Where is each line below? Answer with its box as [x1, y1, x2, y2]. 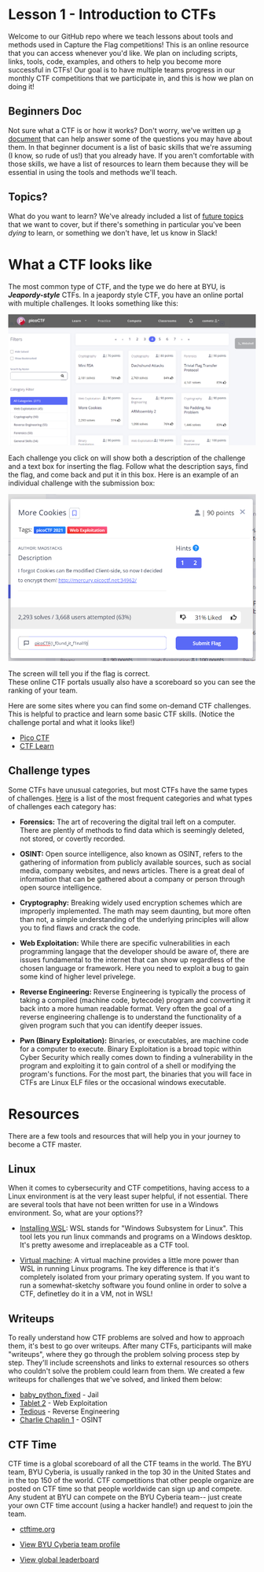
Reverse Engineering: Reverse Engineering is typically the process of [19, 987, 246, 996]
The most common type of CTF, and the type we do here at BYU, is [8, 281, 225, 291]
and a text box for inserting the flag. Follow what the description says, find [8, 461, 249, 470]
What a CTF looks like [8, 255, 152, 273]
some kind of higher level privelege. [19, 972, 136, 981]
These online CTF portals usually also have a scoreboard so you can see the [8, 677, 256, 686]
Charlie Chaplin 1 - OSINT [19, 1415, 103, 1425]
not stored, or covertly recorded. [19, 834, 126, 843]
